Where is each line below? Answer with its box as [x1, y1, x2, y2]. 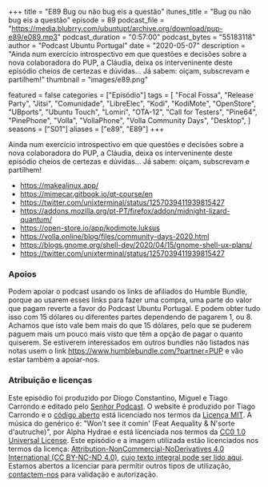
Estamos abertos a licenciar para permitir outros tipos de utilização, [8, 461, 231, 470]
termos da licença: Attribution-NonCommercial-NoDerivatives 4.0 [8, 444, 225, 453]
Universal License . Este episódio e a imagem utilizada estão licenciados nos [8, 435, 259, 445]
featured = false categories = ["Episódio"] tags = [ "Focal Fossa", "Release [8, 90, 254, 99]
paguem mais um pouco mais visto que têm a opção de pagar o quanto [8, 329, 243, 339]
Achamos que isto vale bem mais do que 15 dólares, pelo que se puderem [8, 321, 252, 330]
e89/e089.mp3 [8, 32, 58, 42]
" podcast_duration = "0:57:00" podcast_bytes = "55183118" [57, 32, 256, 42]
